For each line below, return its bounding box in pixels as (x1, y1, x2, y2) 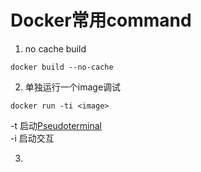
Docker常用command (10, 9, 192, 32)
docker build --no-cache (10, 62, 114, 72)
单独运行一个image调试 (24, 81, 122, 93)
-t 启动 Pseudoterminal (10, 119, 102, 131)
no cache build (24, 42, 87, 55)
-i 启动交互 (10, 132, 55, 144)
